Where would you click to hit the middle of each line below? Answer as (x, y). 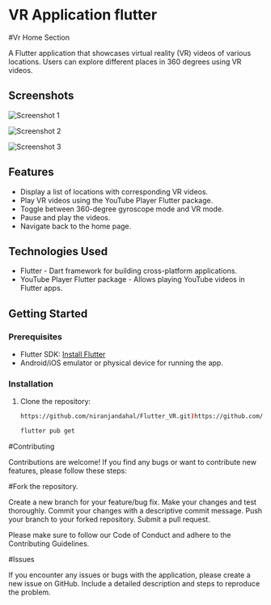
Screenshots (41, 96)
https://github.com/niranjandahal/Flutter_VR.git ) (107, 416)
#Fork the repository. (43, 487)
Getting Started (48, 313)
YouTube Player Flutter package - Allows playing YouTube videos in (132, 279)
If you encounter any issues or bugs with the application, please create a (129, 575)
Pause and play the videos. (65, 217)
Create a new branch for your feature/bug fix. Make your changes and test (133, 502)
